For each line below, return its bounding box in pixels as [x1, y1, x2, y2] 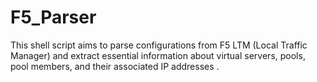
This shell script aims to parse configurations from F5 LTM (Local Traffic [10, 39, 308, 51]
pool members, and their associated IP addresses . [10, 60, 220, 72]
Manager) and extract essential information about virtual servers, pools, [10, 49, 306, 61]
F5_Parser [10, 6, 97, 29]
